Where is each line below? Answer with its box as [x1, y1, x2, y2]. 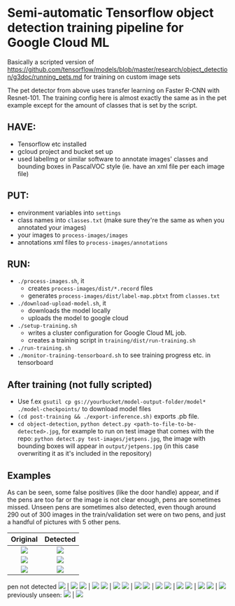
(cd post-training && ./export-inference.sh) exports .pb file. [17, 412, 199, 421]
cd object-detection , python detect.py [17, 419, 131, 428]
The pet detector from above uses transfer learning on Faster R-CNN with [7, 86, 220, 94]
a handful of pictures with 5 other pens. [7, 518, 121, 526]
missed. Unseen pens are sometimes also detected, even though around [7, 503, 217, 511]
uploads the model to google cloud [27, 314, 129, 322]
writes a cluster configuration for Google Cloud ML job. [27, 329, 187, 337]
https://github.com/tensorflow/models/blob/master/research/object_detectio [7, 65, 228, 73]
